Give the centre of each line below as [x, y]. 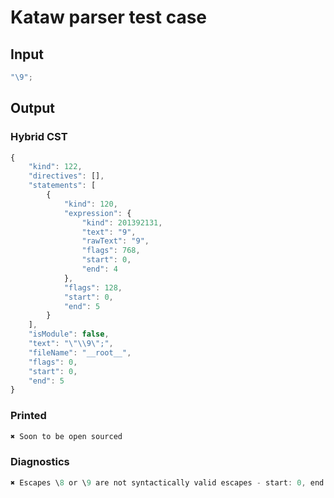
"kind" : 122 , [55, 167]
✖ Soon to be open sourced [66, 436]
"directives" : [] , [66, 176]
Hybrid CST [39, 137]
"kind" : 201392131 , [122, 222]
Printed [28, 416]
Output [32, 108]
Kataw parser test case [109, 17]
